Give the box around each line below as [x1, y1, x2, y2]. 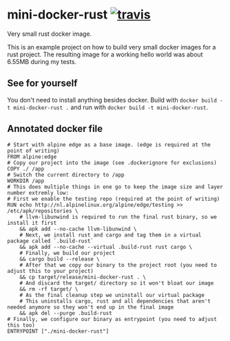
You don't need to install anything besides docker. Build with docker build [7, 96, 217, 104]
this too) [7, 322, 36, 329]
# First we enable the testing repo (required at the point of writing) [7, 195, 220, 202]
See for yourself [7, 78, 78, 89]
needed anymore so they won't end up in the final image [7, 303, 174, 311]
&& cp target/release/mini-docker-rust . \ [19, 274, 147, 280]
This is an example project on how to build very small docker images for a [7, 43, 216, 51]
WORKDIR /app [7, 177, 45, 184]
